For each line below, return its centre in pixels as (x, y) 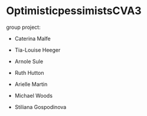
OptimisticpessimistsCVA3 (74, 11)
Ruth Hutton (29, 72)
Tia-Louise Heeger (37, 50)
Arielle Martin (31, 84)
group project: (23, 27)
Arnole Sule (29, 61)
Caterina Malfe (33, 38)
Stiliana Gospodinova (40, 107)
